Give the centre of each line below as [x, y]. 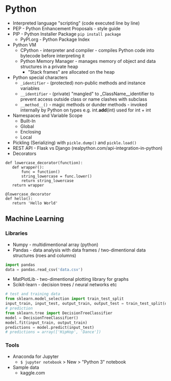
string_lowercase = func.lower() [57, 176]
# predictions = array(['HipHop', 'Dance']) [53, 332]
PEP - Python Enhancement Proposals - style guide [66, 28]
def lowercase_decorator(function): [44, 163]
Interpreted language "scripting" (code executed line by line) [76, 23]
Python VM [24, 44]
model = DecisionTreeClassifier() [42, 318]
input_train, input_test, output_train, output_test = [65, 304]
